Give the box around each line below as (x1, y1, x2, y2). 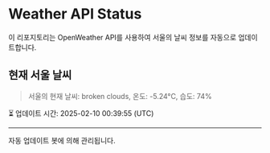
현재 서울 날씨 (8, 68, 72, 82)
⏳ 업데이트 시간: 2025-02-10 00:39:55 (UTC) (8, 108, 154, 118)
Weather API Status (8, 5, 142, 23)
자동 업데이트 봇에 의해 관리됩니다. (8, 135, 116, 145)
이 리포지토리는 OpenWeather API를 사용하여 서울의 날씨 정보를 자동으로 (8, 32, 237, 42)
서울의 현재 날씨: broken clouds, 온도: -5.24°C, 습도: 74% (27, 91, 212, 101)
